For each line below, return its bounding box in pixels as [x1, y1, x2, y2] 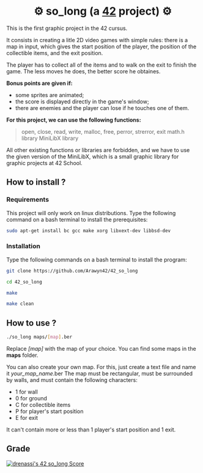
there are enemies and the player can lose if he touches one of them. [15, 104, 190, 111]
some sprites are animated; [15, 91, 84, 98]
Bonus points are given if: [6, 79, 73, 87]
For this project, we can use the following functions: [6, 116, 142, 123]
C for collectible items [15, 401, 71, 408]
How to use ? [6, 318, 57, 328]
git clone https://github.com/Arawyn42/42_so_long [6, 268, 138, 274]
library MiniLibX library [21, 134, 79, 142]
